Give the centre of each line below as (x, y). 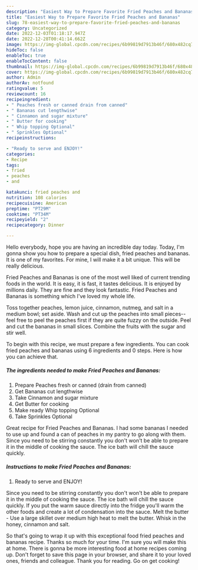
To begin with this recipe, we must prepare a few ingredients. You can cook (98, 344)
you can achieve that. (32, 357)
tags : (13, 165)
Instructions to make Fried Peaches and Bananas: (69, 467)
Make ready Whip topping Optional (57, 410)
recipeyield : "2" (27, 220)
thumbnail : (19, 66)
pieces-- (175, 314)
